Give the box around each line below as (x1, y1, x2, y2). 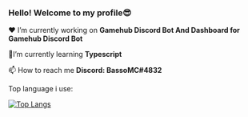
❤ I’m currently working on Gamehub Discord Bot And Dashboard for (8, 26, 240, 35)
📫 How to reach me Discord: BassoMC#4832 (8, 66, 162, 75)
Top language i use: (8, 84, 74, 94)
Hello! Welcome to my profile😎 (8, 7, 132, 18)
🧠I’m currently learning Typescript (8, 50, 122, 59)
